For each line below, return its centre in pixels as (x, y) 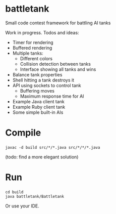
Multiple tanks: (28, 53)
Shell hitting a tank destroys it (43, 80)
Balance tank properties (37, 74)
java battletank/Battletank (35, 197)
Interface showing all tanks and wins (58, 69)
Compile (23, 133)
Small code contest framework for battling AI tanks (58, 23)
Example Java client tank (38, 101)
